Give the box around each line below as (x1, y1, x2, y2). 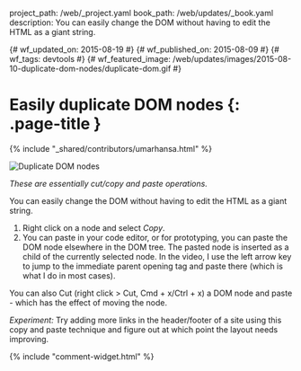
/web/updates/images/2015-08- (172, 54, 292, 64)
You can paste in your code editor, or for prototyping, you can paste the (22, 232, 288, 243)
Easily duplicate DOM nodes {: (9, 94, 241, 115)
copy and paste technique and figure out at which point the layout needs (9, 323, 279, 335)
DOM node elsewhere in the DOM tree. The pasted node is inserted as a (22, 242, 289, 252)
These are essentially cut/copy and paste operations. (9, 178, 208, 189)
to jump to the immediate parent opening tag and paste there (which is (22, 261, 283, 271)
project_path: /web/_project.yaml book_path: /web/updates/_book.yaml (9, 8, 274, 18)
